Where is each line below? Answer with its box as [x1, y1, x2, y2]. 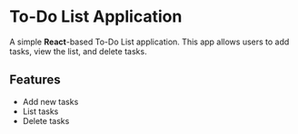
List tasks [22, 106, 59, 117]
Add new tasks [22, 96, 79, 107]
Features [9, 72, 61, 88]
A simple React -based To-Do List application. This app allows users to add [9, 36, 290, 47]
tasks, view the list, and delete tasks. [9, 45, 147, 56]
